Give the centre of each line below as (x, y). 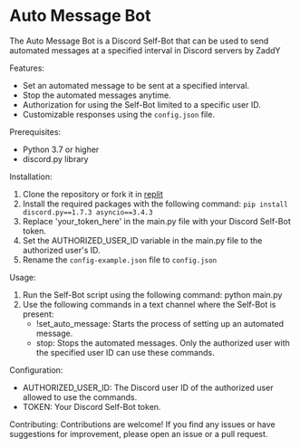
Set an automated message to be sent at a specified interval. (136, 85)
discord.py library (55, 158)
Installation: (31, 176)
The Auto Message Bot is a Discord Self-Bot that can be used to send (139, 41)
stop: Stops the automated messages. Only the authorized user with (163, 343)
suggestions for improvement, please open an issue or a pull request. (139, 434)
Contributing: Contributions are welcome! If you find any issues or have (142, 424)
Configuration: (36, 370)
